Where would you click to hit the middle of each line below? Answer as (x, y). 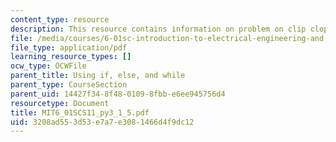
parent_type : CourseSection (69, 85)
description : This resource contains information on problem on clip (158, 29)
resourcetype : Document (60, 103)
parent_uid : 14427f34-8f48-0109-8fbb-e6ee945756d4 (118, 94)
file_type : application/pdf (69, 47)
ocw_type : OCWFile (48, 66)
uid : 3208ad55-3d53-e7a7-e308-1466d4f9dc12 (102, 122)
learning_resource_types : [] (71, 57)
